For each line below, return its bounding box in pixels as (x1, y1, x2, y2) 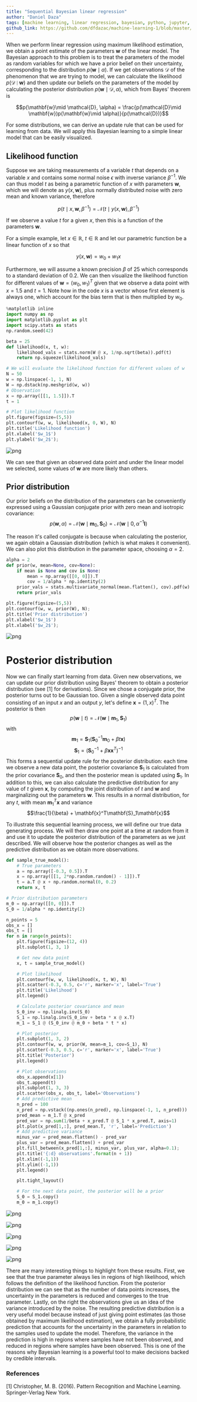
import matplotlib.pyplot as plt (6, 317, 88, 323)
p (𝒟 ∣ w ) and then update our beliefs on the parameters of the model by (6, 79, 179, 86)
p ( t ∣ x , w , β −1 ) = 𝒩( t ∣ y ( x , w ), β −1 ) (57, 204, 140, 212)
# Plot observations (16, 1069, 67, 1074)
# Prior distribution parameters (6, 895, 88, 901)
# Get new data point (16, 955, 69, 961)
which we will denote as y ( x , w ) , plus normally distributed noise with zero (6, 186, 183, 193)
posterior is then (6, 705, 46, 713)
